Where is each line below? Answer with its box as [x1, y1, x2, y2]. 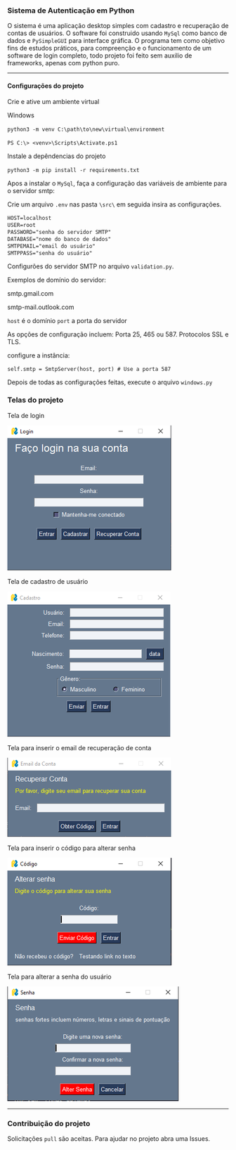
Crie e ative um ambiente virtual [7, 97, 100, 105]
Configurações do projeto [7, 81, 84, 90]
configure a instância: [7, 351, 70, 360]
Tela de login [7, 411, 44, 419]
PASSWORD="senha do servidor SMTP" [7, 228, 112, 235]
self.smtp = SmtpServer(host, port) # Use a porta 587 [7, 365, 171, 372]
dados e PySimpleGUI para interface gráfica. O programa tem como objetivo [7, 37, 225, 45]
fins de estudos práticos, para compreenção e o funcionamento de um [7, 44, 212, 53]
